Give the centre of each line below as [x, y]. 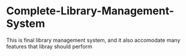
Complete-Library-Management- [90, 11]
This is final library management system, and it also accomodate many [93, 40]
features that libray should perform [49, 46]
